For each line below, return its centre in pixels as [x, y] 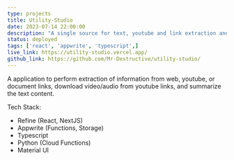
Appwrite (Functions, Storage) [61, 128]
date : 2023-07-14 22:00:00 [46, 26]
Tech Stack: [24, 107]
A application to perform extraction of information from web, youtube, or [111, 79]
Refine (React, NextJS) [50, 120]
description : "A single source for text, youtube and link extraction [112, 33]
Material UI [33, 150]
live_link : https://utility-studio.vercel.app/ [78, 53]
